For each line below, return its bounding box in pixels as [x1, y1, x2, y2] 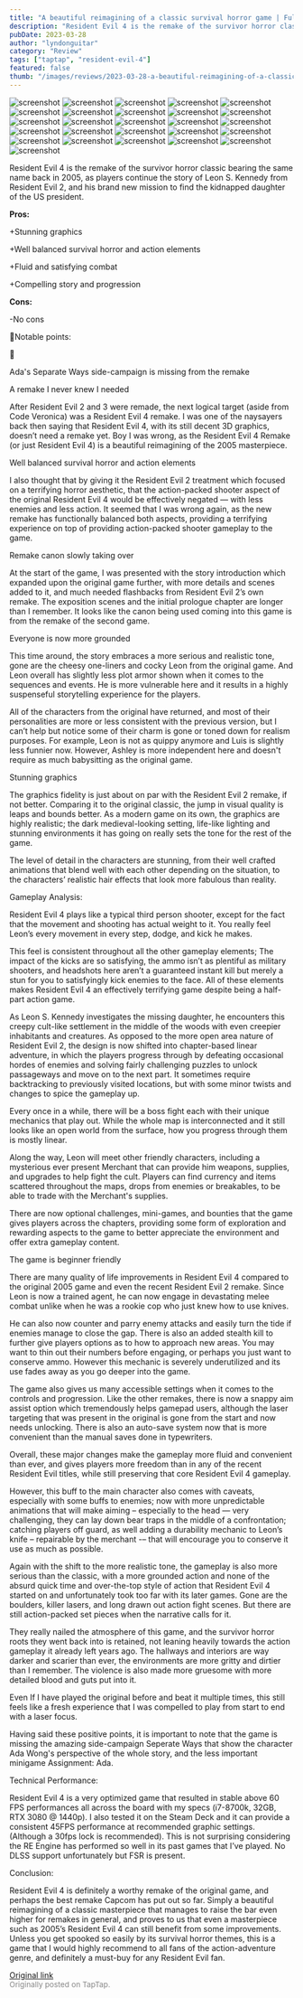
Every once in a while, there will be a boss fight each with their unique [9, 1105, 270, 1116]
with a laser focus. [9, 1711, 78, 1721]
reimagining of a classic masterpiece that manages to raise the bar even [9, 1904, 278, 1915]
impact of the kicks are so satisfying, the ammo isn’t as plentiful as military [9, 955, 287, 966]
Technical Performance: [9, 1775, 99, 1786]
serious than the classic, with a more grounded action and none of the [9, 1570, 271, 1581]
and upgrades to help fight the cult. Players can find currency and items [9, 1171, 277, 1182]
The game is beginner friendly [9, 1253, 122, 1265]
